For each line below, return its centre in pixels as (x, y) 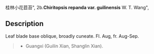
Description (24, 24)
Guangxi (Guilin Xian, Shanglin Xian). (64, 46)
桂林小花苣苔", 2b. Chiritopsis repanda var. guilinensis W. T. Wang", (77, 7)
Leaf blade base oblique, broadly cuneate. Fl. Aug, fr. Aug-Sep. (72, 36)
